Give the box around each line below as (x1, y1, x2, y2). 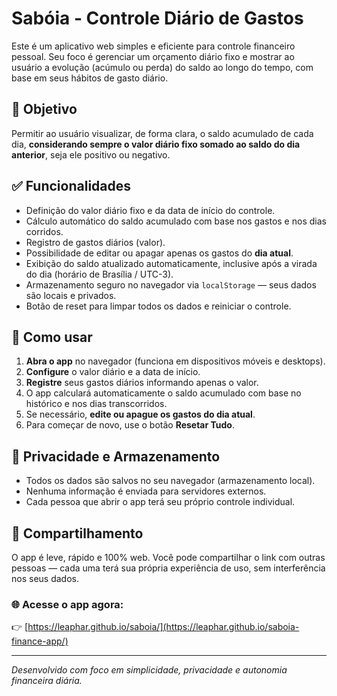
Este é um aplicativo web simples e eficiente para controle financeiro (11, 40, 296, 52)
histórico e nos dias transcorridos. (25, 398, 168, 410)
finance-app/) (11, 635, 69, 647)
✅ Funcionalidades (11, 178, 132, 195)
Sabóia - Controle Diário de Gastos (11, 7, 304, 30)
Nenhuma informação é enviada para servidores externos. (25, 485, 267, 497)
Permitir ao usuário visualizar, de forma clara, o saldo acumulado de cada (11, 127, 314, 139)
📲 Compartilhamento (11, 525, 144, 542)
